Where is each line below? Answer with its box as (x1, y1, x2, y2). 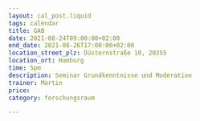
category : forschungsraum (8, 94, 95, 102)
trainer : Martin (8, 79, 63, 87)
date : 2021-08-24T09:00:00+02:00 (8, 34, 120, 42)
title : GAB (8, 26, 45, 34)
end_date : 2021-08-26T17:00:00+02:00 (8, 42, 135, 50)
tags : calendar (8, 19, 59, 27)
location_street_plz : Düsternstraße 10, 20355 (8, 49, 167, 57)
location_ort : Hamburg (8, 57, 84, 65)
